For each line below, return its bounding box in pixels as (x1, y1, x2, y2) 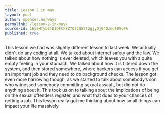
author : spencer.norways (5, 17, 57, 22)
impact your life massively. (5, 103, 60, 109)
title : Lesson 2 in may (5, 7, 55, 13)
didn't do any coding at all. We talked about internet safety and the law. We (5, 50, 160, 56)
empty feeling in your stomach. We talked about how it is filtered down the (5, 61, 158, 66)
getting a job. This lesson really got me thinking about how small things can (5, 98, 160, 103)
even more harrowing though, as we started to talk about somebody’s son (5, 76, 157, 82)
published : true (5, 31, 39, 36)
